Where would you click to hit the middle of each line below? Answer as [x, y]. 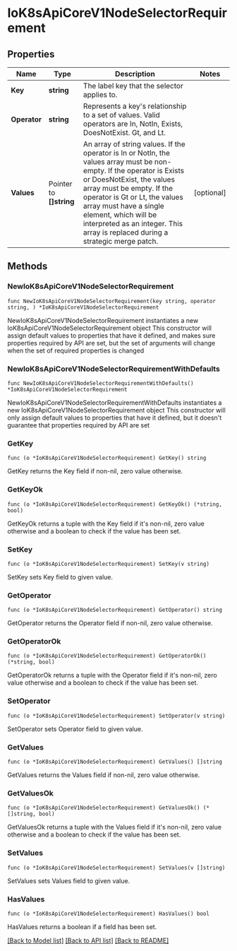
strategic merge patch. [121, 241]
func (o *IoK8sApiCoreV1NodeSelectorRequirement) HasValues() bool [109, 914]
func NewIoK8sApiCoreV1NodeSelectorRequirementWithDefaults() [101, 383]
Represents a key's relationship [135, 106]
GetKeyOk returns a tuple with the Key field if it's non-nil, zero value [106, 524]
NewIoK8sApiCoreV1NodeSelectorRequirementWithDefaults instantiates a [115, 402]
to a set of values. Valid [122, 115]
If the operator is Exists [146, 171]
